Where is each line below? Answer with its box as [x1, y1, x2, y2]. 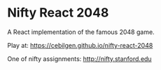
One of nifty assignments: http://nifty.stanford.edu [7, 54, 152, 63]
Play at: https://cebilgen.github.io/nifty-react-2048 [7, 41, 153, 49]
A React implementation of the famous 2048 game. [7, 28, 155, 36]
